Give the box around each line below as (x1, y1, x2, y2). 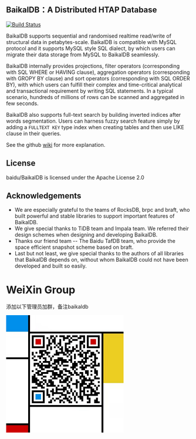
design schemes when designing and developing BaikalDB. (14, 231, 158, 238)
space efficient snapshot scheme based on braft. (14, 244, 134, 251)
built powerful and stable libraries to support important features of (14, 212, 175, 219)
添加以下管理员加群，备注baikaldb (6, 303, 89, 310)
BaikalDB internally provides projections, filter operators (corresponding (6, 62, 180, 69)
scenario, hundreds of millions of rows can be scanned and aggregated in (6, 93, 185, 100)
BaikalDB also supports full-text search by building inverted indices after (6, 111, 181, 118)
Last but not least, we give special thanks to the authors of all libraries (14, 250, 184, 257)
